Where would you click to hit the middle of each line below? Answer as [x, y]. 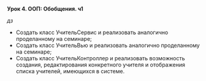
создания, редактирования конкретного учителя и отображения [101, 65]
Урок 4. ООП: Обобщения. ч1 [45, 9]
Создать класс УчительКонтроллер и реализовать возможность [100, 58]
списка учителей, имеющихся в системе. [70, 71]
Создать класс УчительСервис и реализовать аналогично [92, 32]
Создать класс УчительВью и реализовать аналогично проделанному [108, 45]
